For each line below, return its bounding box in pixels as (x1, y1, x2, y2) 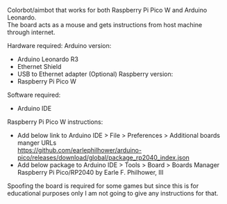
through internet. (7, 28, 56, 36)
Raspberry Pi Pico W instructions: (7, 118, 103, 126)
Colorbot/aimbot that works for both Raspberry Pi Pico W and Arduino (7, 6, 208, 14)
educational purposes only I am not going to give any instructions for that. (7, 189, 219, 197)
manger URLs (17, 139, 57, 147)
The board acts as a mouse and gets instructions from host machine (7, 21, 203, 29)
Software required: (7, 91, 61, 99)
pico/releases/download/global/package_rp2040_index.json (17, 153, 190, 162)
